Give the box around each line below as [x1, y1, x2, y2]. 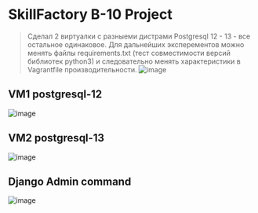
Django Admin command [8, 174, 132, 188]
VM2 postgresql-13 [8, 131, 104, 145]
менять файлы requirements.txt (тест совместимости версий [27, 48, 231, 57]
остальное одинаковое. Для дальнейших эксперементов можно [27, 39, 245, 49]
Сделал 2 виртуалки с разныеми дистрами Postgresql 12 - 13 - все [27, 31, 251, 41]
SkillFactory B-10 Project [8, 6, 173, 24]
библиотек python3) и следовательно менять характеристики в [27, 57, 241, 66]
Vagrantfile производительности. [27, 64, 137, 74]
